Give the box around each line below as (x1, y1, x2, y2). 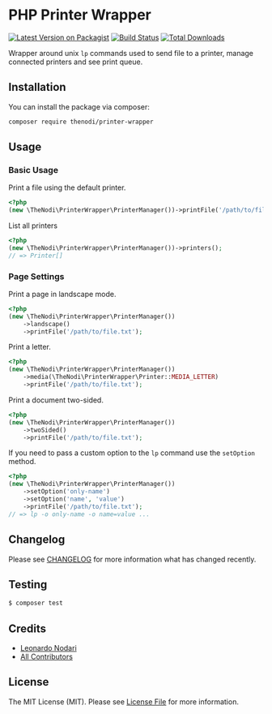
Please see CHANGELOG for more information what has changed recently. (8, 554, 257, 564)
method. (8, 457, 36, 467)
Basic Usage (8, 164, 59, 175)
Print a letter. (8, 342, 51, 352)
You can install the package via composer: (8, 101, 150, 111)
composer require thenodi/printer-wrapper (8, 118, 154, 126)
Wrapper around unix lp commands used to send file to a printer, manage (8, 48, 253, 58)
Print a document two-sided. (8, 395, 104, 405)
